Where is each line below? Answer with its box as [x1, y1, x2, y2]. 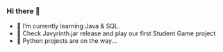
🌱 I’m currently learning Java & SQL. [16, 22, 120, 31]
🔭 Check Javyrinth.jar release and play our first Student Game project [16, 29, 216, 37]
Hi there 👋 [6, 6, 41, 16]
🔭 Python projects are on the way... [16, 37, 117, 45]
